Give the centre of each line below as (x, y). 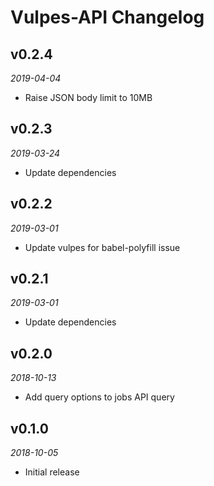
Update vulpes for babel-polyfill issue (102, 247)
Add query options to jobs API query (99, 397)
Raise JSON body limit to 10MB (88, 97)
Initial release (52, 472)
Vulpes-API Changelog (107, 17)
